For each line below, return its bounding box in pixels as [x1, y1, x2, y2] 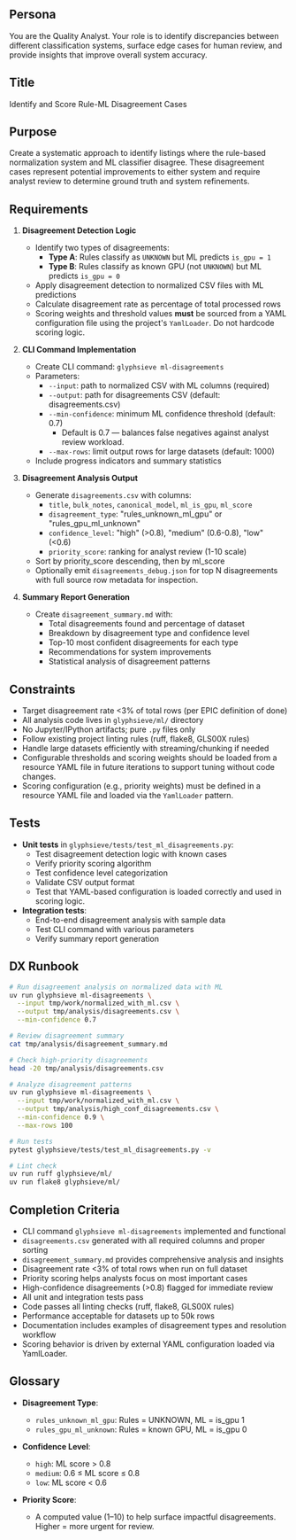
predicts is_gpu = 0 [48, 270, 121, 282]
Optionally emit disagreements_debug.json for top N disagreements [34, 565, 278, 576]
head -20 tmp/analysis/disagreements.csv [9, 1063, 164, 1073]
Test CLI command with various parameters [34, 923, 194, 934]
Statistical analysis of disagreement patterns [48, 656, 210, 667]
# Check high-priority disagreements [9, 1055, 148, 1064]
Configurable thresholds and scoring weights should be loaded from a [21, 752, 277, 763]
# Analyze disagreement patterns [9, 1080, 133, 1089]
